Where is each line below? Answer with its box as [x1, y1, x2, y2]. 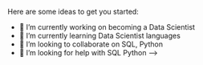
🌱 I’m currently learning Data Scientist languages [18, 31, 181, 40]
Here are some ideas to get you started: [7, 7, 140, 16]
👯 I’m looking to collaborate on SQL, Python [18, 39, 164, 49]
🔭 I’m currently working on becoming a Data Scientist [18, 22, 196, 31]
